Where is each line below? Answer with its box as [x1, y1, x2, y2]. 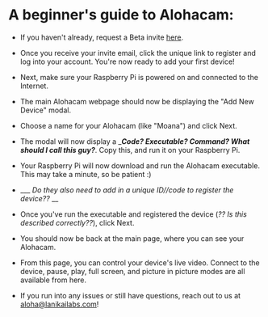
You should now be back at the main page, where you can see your [19, 233, 245, 243]
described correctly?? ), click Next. [19, 218, 135, 227]
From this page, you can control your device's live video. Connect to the [19, 257, 260, 268]
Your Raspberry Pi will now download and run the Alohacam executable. [19, 160, 261, 171]
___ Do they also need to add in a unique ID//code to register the [19, 184, 234, 195]
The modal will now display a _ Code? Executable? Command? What [19, 136, 250, 146]
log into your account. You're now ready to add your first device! [19, 57, 236, 66]
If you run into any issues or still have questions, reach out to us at [19, 290, 241, 300]
